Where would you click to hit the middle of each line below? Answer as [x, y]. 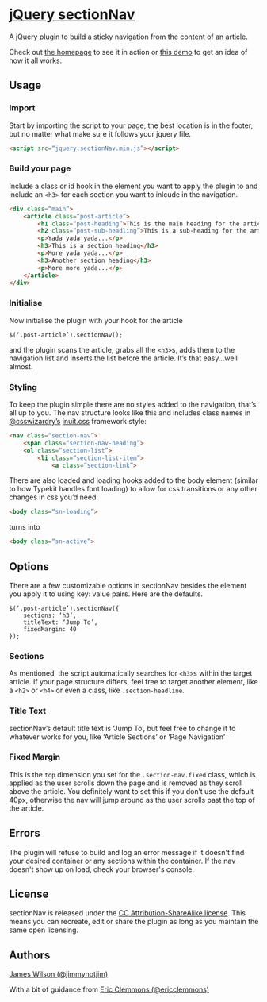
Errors [25, 833]
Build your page [40, 168]
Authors [30, 955]
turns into [25, 527]
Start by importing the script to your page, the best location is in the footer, [131, 125]
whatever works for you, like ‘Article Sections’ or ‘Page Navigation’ [117, 737]
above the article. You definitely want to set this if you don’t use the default [132, 791]
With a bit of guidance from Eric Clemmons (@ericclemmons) [109, 989]
